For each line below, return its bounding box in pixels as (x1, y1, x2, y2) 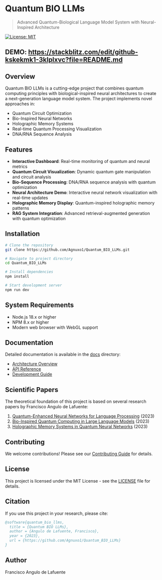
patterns (12, 205, 29, 211)
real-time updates (12, 194, 48, 201)
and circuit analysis (12, 174, 51, 180)
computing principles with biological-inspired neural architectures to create (5, 91, 157, 96)
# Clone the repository (5, 243, 54, 248)
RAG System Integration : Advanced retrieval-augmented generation (12, 210, 150, 216)
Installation (5, 230, 40, 238)
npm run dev (5, 287, 29, 292)
